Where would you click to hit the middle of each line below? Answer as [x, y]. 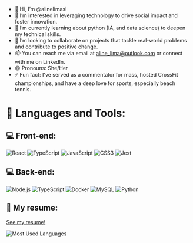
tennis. [23, 89]
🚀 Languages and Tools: [66, 114]
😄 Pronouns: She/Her [41, 68]
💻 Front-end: [31, 136]
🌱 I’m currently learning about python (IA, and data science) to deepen [100, 28]
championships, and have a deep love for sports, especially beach [95, 83]
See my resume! [26, 222]
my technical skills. [38, 34]
